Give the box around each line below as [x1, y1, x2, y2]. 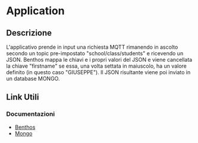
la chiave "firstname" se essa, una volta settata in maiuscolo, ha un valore [6, 62, 187, 69]
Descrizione [6, 28, 52, 38]
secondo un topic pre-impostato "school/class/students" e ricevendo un [6, 50, 184, 57]
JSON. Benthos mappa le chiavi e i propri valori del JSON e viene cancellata [6, 56, 193, 63]
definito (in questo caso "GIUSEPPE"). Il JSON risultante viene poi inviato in [6, 69, 191, 75]
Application [6, 4, 65, 18]
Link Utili [6, 92, 39, 102]
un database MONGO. [6, 75, 60, 82]
